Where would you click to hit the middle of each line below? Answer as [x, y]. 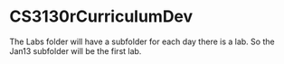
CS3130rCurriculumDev [101, 17]
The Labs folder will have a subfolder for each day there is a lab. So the [142, 41]
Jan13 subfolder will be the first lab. [76, 50]
